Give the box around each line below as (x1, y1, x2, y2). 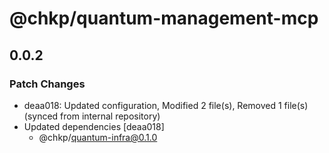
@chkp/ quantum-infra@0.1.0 (38, 131, 158, 143)
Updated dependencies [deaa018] (23, 120, 165, 132)
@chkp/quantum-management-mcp (9, 7, 319, 30)
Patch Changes (9, 77, 86, 91)
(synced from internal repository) (23, 110, 161, 122)
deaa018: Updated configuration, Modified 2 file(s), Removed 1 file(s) (23, 99, 309, 111)
